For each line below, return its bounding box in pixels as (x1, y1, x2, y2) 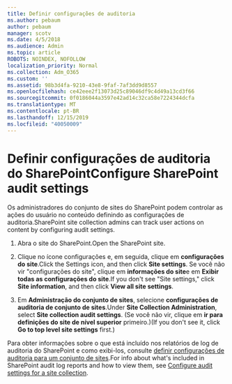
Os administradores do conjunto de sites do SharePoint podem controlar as (7, 203, 224, 212)
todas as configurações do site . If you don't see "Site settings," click (17, 275, 215, 283)
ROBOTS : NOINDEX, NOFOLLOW (7, 56, 86, 63)
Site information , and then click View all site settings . (17, 282, 174, 290)
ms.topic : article (7, 50, 61, 57)
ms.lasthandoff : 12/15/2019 (7, 114, 89, 121)
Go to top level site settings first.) (17, 325, 115, 334)
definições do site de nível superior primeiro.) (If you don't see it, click (17, 318, 221, 327)
